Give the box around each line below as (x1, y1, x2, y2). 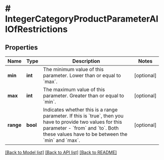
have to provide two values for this (43, 118, 123, 125)
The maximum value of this (43, 86, 105, 93)
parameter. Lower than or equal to (43, 72, 121, 79)
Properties (5, 43, 38, 51)
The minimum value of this (43, 66, 104, 72)
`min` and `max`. (43, 137, 81, 143)
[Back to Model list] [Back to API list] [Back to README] (5, 150, 117, 155)
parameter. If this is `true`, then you (43, 113, 123, 119)
